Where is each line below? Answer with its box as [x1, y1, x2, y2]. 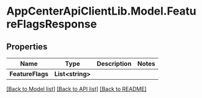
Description [97, 60, 132, 68]
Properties [6, 41, 48, 52]
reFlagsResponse [6, 17, 97, 31]
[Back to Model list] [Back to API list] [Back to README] [6, 85, 147, 93]
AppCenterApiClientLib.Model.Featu [6, 4, 196, 18]
